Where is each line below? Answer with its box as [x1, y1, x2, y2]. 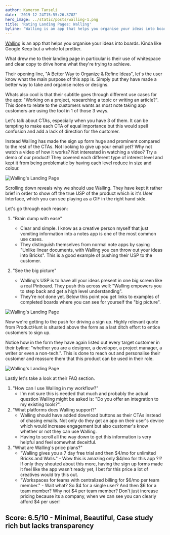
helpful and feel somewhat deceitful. [20, 439, 97, 445]
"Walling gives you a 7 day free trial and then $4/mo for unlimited [20, 450, 156, 456]
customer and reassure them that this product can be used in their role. [5, 355, 154, 362]
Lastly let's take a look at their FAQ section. [5, 375, 95, 381]
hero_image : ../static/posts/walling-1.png [5, 17, 99, 22]
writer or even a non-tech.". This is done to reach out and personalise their [5, 350, 160, 356]
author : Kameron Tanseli [5, 7, 58, 13]
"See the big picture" [12, 267, 57, 274]
